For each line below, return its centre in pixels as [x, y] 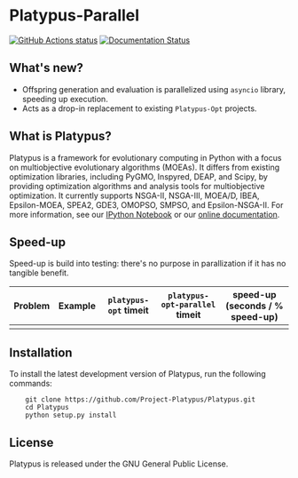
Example [77, 306]
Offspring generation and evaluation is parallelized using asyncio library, [154, 89]
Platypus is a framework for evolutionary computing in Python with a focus [145, 157]
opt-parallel [188, 305]
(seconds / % [255, 306]
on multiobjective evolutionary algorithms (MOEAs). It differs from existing [145, 167]
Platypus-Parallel [74, 16]
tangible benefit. [39, 273]
